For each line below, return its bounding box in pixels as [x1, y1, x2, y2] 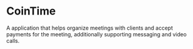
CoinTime [6, 4, 56, 18]
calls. [6, 37, 20, 44]
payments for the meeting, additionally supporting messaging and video [6, 30, 187, 38]
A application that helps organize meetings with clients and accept [6, 24, 174, 31]
